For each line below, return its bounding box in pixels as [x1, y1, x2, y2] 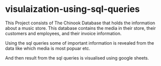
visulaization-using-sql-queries [5, 3, 140, 15]
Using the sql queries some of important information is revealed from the [5, 40, 154, 46]
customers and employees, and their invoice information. [5, 30, 122, 36]
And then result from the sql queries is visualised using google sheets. [5, 55, 149, 61]
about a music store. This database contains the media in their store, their [5, 25, 156, 31]
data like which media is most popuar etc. [5, 45, 90, 51]
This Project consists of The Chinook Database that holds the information [5, 20, 156, 26]
